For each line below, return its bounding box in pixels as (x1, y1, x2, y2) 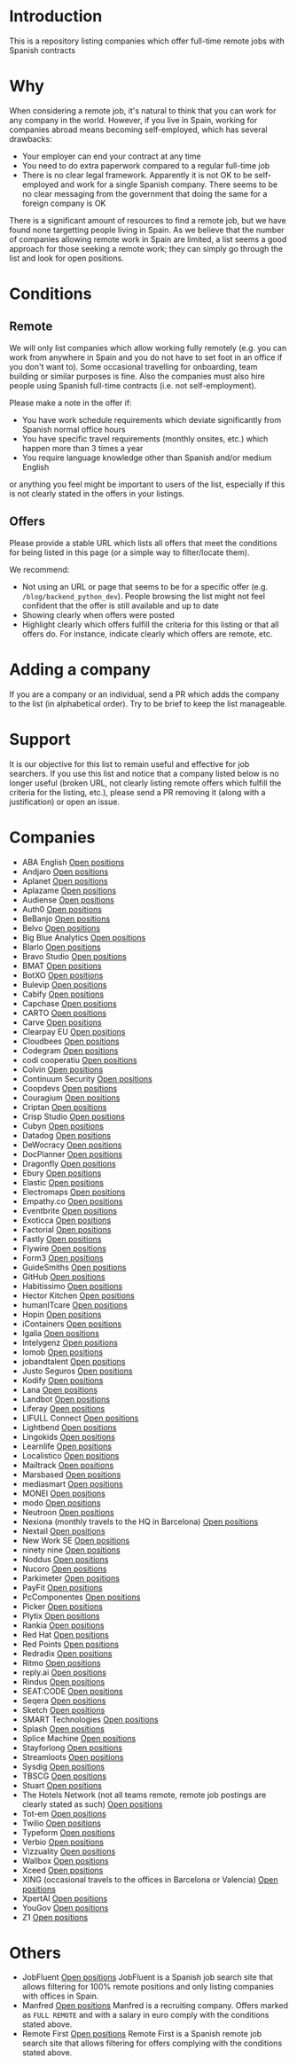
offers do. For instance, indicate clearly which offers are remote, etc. (21, 628, 273, 639)
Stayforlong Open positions (21, 1742, 122, 1753)
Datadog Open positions (21, 1130, 112, 1140)
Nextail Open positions (21, 1525, 106, 1536)
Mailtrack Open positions (21, 1459, 114, 1470)
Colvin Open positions (21, 1064, 104, 1075)
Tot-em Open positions (21, 1808, 106, 1819)
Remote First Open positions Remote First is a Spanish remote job (21, 2029, 262, 2039)
